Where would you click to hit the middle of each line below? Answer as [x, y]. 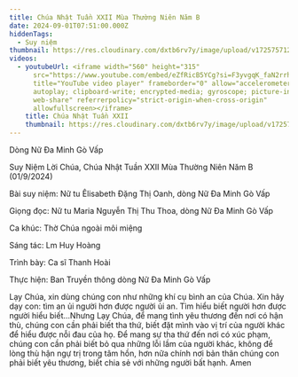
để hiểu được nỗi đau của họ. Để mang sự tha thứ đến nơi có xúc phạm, [140, 334]
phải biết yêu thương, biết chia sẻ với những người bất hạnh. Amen [130, 363]
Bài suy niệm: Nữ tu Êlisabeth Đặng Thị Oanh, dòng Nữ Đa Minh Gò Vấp [140, 193]
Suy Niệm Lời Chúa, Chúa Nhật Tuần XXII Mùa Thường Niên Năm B [131, 167]
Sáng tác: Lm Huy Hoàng [55, 245]
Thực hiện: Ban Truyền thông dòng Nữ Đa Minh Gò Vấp [110, 279]
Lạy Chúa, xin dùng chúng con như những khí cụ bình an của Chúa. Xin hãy [147, 297]
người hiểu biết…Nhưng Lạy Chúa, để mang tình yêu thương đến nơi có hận [146, 315]
